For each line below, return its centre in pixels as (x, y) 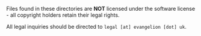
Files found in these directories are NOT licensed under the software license (101, 9)
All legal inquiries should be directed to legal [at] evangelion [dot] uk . (96, 27)
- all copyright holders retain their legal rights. (63, 15)
